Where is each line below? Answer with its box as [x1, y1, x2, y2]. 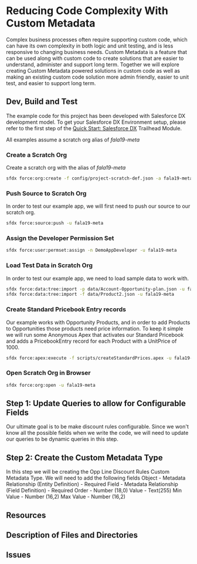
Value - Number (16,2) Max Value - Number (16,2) [6, 493, 126, 500]
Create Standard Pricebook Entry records [6, 305, 126, 313]
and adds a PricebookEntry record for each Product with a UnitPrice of [6, 337, 177, 345]
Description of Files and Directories [6, 530, 138, 541]
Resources [6, 510, 46, 520]
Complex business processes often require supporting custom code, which [6, 36, 188, 43]
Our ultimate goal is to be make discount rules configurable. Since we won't [6, 423, 189, 430]
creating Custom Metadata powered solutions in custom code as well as [6, 67, 181, 74]
